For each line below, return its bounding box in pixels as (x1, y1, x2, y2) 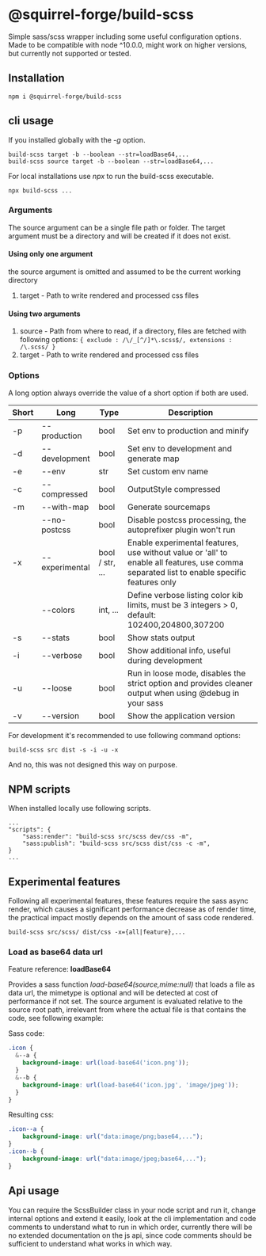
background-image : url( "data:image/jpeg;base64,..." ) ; (22, 1155, 207, 1163)
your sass (127, 697, 164, 708)
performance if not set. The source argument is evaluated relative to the (8, 996, 243, 1007)
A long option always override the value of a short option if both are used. (8, 388, 249, 398)
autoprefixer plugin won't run (127, 524, 236, 535)
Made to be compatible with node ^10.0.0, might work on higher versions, (8, 40, 248, 49)
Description (168, 406, 214, 417)
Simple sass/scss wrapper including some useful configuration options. (8, 32, 241, 41)
